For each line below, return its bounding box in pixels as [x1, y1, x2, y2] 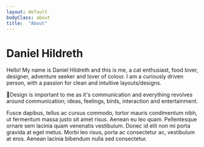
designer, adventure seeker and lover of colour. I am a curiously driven [6, 73, 184, 80]
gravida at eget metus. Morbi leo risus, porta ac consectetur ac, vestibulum [6, 129, 195, 136]
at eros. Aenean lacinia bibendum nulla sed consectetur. [6, 135, 147, 143]
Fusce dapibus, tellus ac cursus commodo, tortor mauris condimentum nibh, [6, 109, 198, 117]
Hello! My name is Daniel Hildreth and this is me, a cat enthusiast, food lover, [6, 66, 199, 73]
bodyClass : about [6, 15, 51, 21]
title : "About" [6, 20, 47, 26]
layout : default [6, 9, 47, 15]
